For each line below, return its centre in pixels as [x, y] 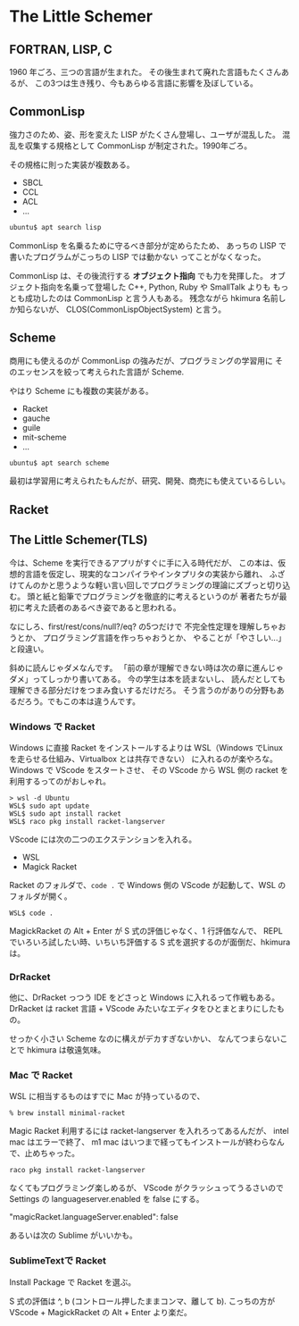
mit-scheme [44, 437]
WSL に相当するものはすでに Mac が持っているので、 [107, 1096]
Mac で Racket [41, 1076]
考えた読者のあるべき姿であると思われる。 [103, 607]
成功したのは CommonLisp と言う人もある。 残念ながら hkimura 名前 [151, 298]
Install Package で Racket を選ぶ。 [73, 1282]
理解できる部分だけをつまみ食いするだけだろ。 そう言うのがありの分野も [143, 690]
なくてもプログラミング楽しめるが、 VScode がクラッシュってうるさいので [146, 1188]
